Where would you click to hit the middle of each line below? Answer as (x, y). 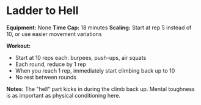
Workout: (19, 46)
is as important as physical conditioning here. (64, 95)
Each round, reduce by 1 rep (51, 64)
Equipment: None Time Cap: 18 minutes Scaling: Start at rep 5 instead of (99, 27)
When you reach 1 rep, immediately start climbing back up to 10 (95, 70)
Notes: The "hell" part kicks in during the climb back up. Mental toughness (100, 89)
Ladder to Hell (42, 11)
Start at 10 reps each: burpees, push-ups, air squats (81, 57)
